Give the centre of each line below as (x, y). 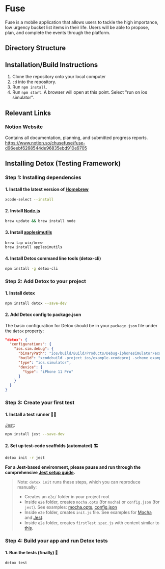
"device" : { (30, 367)
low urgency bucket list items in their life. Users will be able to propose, (77, 27)
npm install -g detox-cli (31, 269)
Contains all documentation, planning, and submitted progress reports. (77, 138)
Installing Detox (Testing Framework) (63, 163)
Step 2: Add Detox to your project (46, 282)
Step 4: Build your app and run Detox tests (56, 541)
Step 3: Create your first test (40, 402)
